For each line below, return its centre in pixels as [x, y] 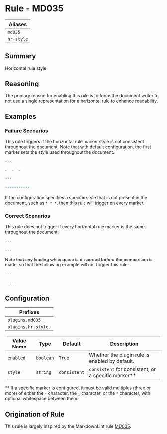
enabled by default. [112, 361]
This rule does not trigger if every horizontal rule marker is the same [75, 227]
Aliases [18, 24]
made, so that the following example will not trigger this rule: [67, 264]
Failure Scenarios [27, 131]
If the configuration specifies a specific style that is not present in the [76, 197]
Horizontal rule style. [27, 68]
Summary [21, 56]
